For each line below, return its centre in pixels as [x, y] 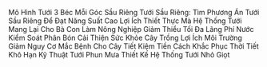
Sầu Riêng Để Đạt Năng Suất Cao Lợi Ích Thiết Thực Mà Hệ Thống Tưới [125, 21]
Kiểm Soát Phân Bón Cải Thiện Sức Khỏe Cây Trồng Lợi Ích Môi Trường [125, 37]
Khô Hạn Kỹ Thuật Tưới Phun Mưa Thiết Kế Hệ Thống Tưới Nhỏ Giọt [119, 55]
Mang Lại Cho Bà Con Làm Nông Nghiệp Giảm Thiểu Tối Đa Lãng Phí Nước [131, 29]
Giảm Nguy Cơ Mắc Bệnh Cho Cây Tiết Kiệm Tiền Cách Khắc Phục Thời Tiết [134, 46]
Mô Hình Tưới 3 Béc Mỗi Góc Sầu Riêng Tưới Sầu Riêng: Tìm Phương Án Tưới [134, 12]
